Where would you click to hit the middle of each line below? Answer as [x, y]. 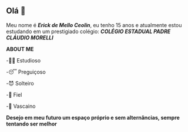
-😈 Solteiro [20, 83]
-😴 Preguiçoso [26, 72]
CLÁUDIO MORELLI [30, 37]
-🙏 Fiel [14, 94]
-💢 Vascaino [21, 106]
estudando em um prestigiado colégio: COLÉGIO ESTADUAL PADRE [88, 31]
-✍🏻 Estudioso [23, 60]
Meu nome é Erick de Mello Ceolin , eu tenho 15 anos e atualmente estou [94, 25]
